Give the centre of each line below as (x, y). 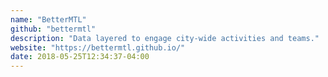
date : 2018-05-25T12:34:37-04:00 (80, 57)
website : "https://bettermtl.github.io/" (98, 47)
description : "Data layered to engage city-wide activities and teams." (165, 38)
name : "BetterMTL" (48, 19)
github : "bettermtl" (53, 29)
